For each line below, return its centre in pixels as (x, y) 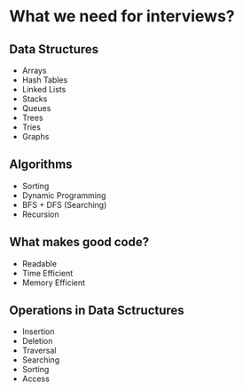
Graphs (35, 136)
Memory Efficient (54, 283)
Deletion (37, 341)
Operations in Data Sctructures (97, 311)
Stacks (35, 99)
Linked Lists (44, 89)
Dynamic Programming (64, 195)
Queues (36, 108)
